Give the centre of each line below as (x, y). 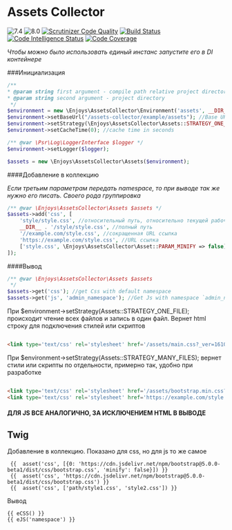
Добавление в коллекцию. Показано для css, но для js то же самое (107, 451)
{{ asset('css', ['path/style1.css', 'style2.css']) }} (94, 488)
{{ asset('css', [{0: (43, 464)
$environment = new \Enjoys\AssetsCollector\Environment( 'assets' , (106, 111)
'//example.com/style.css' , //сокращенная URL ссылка (98, 234)
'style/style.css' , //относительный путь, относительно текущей (114, 221)
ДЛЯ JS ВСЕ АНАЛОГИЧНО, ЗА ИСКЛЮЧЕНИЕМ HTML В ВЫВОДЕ (106, 413)
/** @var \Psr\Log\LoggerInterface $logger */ (75, 142)
